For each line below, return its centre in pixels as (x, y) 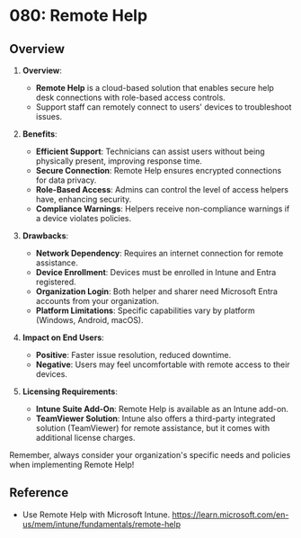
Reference (39, 493)
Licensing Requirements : (70, 391)
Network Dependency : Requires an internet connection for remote (159, 253)
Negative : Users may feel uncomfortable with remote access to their (163, 364)
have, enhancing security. (84, 199)
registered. (56, 282)
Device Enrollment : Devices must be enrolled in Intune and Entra (156, 272)
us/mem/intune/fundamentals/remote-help (102, 524)
